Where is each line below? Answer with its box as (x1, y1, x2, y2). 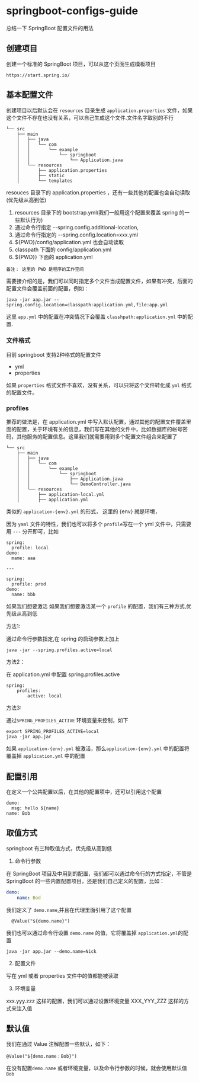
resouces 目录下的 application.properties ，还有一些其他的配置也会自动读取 (6, 188, 191, 196)
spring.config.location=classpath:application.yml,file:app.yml (6, 302, 168, 308)
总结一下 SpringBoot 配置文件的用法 (6, 24, 94, 31)
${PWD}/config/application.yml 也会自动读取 (14, 238, 124, 245)
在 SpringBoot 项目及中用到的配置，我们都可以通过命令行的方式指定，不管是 (6, 870, 192, 877)
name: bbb (11, 591, 36, 598)
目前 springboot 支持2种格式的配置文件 (6, 351, 101, 358)
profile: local (11, 545, 49, 551)
